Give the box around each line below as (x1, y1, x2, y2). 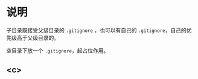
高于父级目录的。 (16, 34, 59, 41)
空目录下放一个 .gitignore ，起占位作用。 (6, 46, 109, 54)
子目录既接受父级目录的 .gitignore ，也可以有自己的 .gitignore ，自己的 (6, 27, 187, 34)
